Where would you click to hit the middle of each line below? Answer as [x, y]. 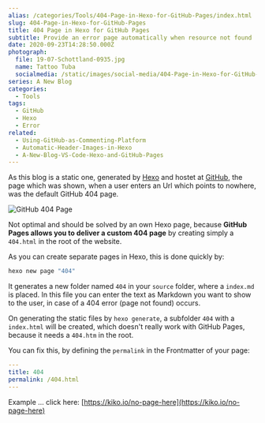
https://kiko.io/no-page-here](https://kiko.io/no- [162, 402]
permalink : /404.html [44, 380]
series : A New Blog [40, 81]
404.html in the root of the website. [65, 241]
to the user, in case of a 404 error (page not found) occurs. [105, 303]
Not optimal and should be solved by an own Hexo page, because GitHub [128, 225]
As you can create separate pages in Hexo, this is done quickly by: [116, 256]
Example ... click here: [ [46, 402]
